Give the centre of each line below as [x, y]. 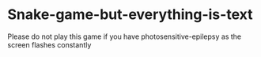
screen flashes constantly [49, 44]
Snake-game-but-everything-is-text [130, 15]
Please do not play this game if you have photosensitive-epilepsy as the [125, 36]
